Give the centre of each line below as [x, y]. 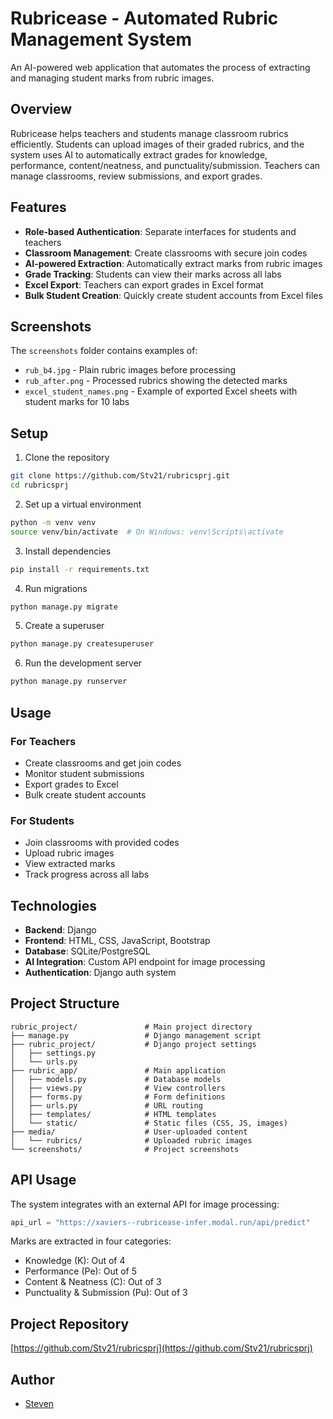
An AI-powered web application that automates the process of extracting [160, 67]
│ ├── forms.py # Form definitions [118, 1097]
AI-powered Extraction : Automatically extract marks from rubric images [173, 263]
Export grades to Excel [71, 784]
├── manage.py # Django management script [136, 1035]
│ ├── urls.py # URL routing [106, 1105]
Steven [39, 1404]
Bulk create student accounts [85, 794]
